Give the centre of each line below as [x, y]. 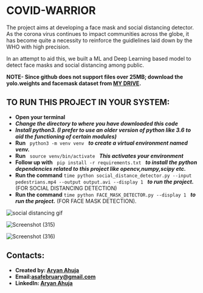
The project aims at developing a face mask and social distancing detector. [100, 27]
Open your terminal [40, 117]
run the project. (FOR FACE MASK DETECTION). [76, 201]
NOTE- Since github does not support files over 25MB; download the [95, 77]
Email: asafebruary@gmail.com [55, 277]
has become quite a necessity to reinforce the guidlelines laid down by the [99, 40]
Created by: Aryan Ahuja [47, 270]
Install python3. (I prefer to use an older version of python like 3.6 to [103, 130]
